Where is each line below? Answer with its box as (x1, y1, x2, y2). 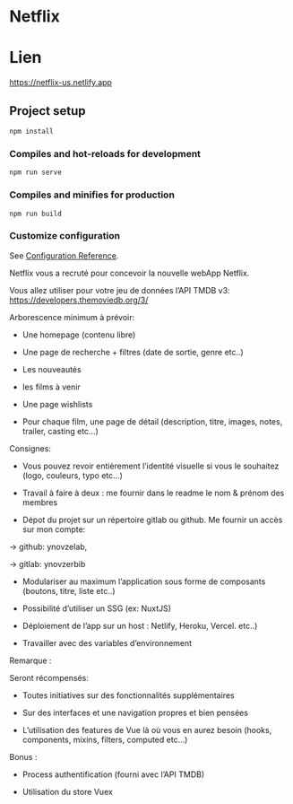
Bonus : (9, 751, 38, 762)
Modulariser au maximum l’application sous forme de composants (22, 576, 266, 587)
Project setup (9, 103, 87, 118)
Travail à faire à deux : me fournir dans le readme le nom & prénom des (22, 487, 285, 498)
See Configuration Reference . (9, 249, 119, 261)
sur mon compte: (22, 523, 86, 535)
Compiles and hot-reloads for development (9, 147, 202, 160)
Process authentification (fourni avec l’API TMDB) (22, 769, 205, 780)
